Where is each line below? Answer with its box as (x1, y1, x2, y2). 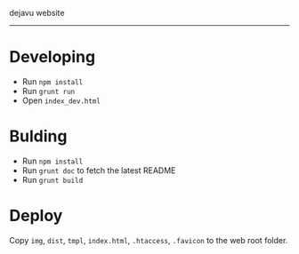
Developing (9, 47, 96, 67)
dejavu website (9, 8, 65, 18)
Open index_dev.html (21, 95, 101, 106)
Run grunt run (21, 85, 76, 96)
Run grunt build (21, 174, 84, 185)
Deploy (9, 206, 63, 226)
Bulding (9, 126, 68, 147)
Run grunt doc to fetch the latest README (21, 164, 176, 176)
